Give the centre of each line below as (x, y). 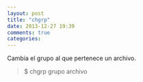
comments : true (29, 32)
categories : (24, 39)
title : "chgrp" (29, 20)
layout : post (26, 13)
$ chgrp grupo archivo (55, 72)
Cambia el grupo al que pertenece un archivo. (72, 58)
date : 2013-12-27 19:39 (41, 26)
